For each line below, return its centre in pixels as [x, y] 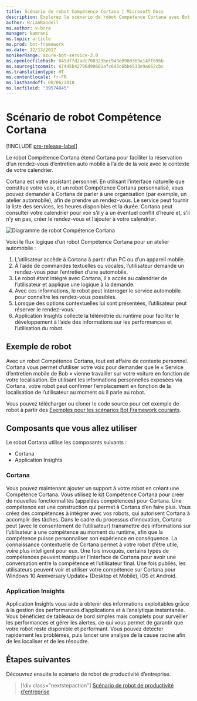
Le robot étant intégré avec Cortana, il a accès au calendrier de [91, 278]
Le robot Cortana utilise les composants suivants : [67, 443]
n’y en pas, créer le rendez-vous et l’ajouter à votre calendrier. [81, 219]
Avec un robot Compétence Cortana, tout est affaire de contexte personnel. [97, 361]
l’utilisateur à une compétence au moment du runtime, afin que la [84, 532]
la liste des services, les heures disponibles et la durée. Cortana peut [89, 206]
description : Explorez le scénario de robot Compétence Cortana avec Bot [98, 17]
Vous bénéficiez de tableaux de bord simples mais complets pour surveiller [97, 616]
